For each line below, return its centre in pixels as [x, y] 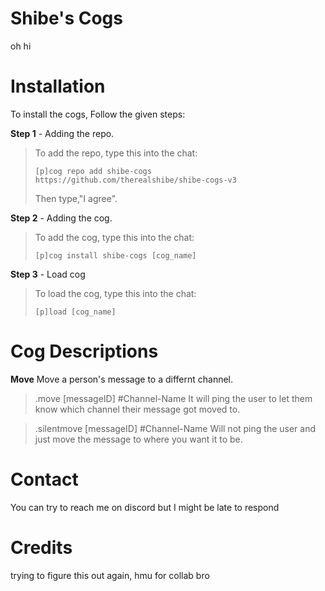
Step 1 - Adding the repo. [62, 133]
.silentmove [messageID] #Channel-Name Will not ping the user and [175, 428]
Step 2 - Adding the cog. [61, 218]
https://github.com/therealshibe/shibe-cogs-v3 [135, 180]
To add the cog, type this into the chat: [114, 237]
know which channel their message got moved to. [137, 409]
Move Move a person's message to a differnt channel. [122, 379]
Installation [58, 86]
